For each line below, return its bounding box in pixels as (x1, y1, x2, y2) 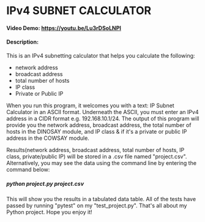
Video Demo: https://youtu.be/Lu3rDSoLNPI (6, 24, 121, 31)
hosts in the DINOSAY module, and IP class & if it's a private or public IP (6, 128, 187, 135)
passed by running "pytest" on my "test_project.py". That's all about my (6, 202, 187, 209)
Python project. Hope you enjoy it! (6, 208, 93, 215)
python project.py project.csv (6, 180, 84, 187)
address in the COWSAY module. (6, 134, 90, 142)
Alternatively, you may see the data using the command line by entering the (6, 159, 197, 166)
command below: (6, 166, 50, 173)
